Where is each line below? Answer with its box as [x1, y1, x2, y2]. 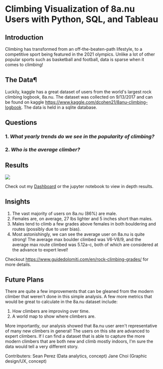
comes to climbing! [5, 62, 43, 67]
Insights [5, 198, 31, 206]
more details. [5, 261, 32, 267]
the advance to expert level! [12, 246, 68, 252]
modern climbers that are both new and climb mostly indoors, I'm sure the [5, 338, 153, 345]
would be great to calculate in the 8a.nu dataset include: [5, 299, 118, 305]
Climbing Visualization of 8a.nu [5, 3, 135, 15]
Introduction [5, 33, 44, 41]
